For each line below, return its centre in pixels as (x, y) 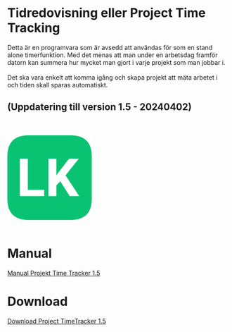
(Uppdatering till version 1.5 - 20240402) (99, 107)
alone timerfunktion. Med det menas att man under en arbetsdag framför (112, 55)
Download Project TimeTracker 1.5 (57, 321)
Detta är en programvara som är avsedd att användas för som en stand (110, 47)
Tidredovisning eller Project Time (107, 13)
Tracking (34, 28)
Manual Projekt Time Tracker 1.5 (54, 273)
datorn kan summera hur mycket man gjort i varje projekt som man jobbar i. (116, 62)
